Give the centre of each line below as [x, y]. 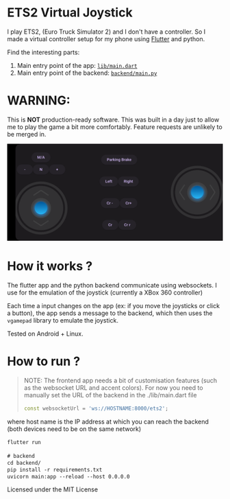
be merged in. [27, 134]
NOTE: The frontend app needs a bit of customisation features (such [120, 381]
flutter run [24, 443]
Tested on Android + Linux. [45, 334]
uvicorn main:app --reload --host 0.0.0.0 [68, 477]
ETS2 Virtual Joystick [70, 13]
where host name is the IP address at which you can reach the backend [108, 422]
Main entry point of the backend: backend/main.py [87, 73]
